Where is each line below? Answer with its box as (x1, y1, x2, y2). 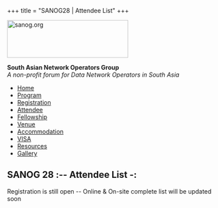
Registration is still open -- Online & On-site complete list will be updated (7, 187, 212, 195)
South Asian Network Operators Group (7, 64, 120, 71)
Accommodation (16, 127, 64, 135)
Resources (16, 142, 48, 150)
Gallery (16, 149, 38, 157)
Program (16, 91, 42, 99)
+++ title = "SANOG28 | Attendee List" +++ (7, 7, 129, 14)
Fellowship (16, 113, 48, 121)
